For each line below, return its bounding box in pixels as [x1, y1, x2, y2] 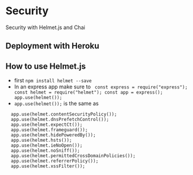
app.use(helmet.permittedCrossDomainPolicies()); [11, 153, 136, 159]
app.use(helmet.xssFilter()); [11, 163, 85, 170]
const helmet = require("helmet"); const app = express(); [14, 90, 163, 96]
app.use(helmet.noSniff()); [11, 148, 81, 154]
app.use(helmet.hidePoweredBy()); [11, 132, 96, 138]
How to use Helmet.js [5, 61, 86, 71]
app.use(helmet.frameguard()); [11, 127, 88, 133]
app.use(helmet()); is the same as [14, 100, 99, 107]
